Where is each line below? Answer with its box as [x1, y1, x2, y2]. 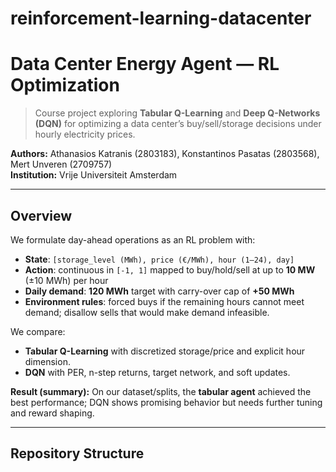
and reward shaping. [10, 407, 95, 419]
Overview [10, 207, 73, 224]
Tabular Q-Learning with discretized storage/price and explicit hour [24, 345, 306, 357]
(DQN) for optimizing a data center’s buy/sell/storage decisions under [34, 118, 322, 130]
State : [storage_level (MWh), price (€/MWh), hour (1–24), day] [24, 253, 295, 265]
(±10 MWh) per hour [24, 274, 109, 286]
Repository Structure [10, 445, 145, 462]
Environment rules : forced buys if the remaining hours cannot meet [24, 295, 305, 307]
